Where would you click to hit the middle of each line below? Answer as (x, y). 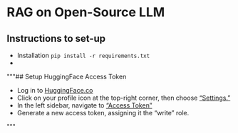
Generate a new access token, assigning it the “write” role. (103, 113)
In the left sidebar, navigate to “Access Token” (84, 105)
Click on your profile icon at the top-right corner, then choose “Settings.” (124, 98)
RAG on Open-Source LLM (86, 12)
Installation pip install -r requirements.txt (83, 55)
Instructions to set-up (56, 39)
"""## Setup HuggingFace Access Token (67, 76)
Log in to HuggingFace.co (55, 90)
